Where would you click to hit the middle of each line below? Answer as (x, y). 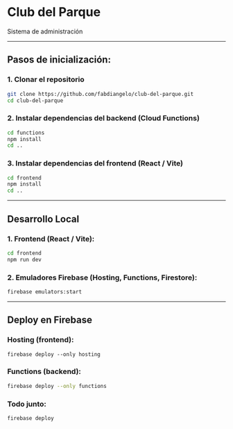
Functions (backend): (44, 371)
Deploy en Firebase (50, 320)
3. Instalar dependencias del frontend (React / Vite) (95, 163)
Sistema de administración (45, 31)
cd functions (26, 133)
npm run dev (24, 259)
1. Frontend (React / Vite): (51, 238)
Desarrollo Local (43, 219)
